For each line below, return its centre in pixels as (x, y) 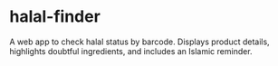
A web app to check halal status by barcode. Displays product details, (139, 42)
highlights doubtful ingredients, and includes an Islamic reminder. (131, 51)
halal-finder (55, 17)
